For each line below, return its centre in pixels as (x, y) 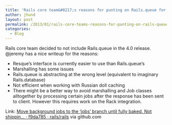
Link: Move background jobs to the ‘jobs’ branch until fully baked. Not (79, 111)
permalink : (17, 24)
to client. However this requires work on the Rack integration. (77, 102)
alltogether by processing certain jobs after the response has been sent (88, 96)
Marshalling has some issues (43, 69)
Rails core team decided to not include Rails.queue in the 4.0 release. (78, 48)
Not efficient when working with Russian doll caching (69, 85)
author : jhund (20, 15)
